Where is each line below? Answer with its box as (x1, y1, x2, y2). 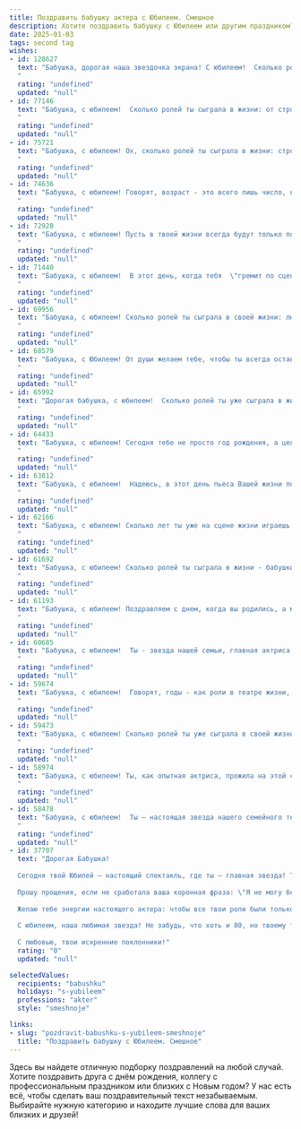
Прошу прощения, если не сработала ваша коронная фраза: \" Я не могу (17, 888, 282, 897)
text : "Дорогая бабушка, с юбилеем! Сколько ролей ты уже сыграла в (17, 396, 282, 406)
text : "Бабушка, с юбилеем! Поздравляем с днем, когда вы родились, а (17, 605, 287, 614)
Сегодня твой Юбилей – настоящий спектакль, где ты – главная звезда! (17, 871, 287, 880)
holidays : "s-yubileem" (17, 987, 106, 996)
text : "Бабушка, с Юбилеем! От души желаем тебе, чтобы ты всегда (17, 355, 271, 364)
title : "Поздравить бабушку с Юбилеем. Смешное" (17, 1037, 202, 1046)
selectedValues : (9, 970, 70, 979)
